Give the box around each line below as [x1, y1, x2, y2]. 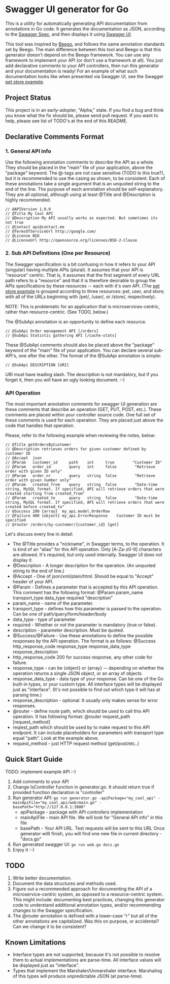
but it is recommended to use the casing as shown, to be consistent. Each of [5, 175, 165, 181]
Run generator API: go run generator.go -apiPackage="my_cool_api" [12, 795, 156, 801]
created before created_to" [5, 504, 65, 510]
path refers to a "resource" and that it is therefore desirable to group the [5, 277, 156, 283]
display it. [12, 557, 33, 563]
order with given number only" [5, 478, 72, 483]
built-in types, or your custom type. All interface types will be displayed [12, 681, 162, 687]
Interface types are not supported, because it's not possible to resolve [12, 952, 160, 958]
